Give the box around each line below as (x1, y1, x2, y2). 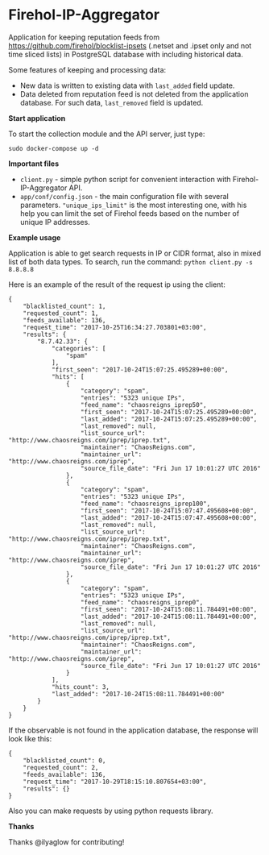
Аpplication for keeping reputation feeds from (8, 32, 159, 42)
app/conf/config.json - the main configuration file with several (19, 191, 230, 201)
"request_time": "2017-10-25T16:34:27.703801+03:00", (23, 323, 207, 331)
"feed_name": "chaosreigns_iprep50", (80, 401, 207, 409)
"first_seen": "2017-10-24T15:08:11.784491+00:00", (80, 605, 258, 613)
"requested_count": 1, (23, 309, 99, 318)
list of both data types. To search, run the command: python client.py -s (8, 256, 254, 267)
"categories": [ (51, 344, 106, 352)
